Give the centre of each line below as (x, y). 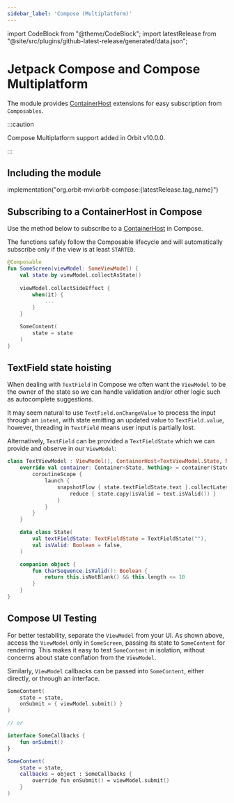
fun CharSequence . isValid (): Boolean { (90, 571)
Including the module (54, 173)
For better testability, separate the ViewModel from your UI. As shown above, (116, 635)
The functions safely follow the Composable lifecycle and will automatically (115, 242)
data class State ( (46, 533)
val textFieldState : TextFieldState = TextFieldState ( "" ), (120, 539)
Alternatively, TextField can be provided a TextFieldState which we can (111, 441)
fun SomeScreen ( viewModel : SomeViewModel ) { (73, 269)
